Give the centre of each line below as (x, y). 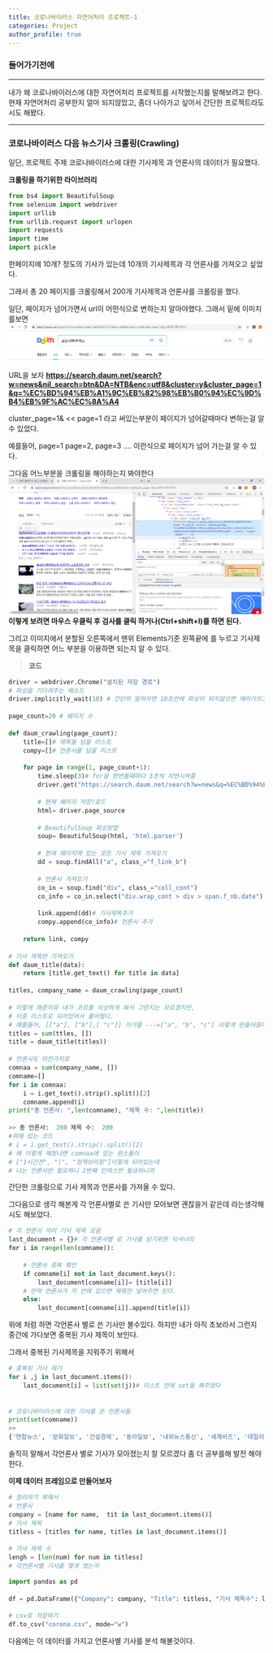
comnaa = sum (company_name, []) (63, 1068)
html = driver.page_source (82, 810)
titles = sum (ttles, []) (50, 1033)
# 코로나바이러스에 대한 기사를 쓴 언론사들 (69, 1411)
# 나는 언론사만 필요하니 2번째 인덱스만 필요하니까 (81, 1170)
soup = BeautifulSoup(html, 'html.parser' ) (110, 836)
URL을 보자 (26, 375)
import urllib (32, 213)
